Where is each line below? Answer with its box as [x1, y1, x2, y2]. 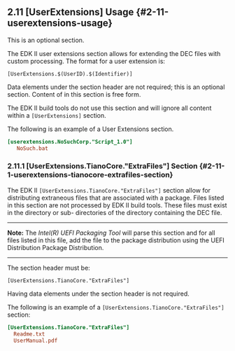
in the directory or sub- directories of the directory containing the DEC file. [7, 208, 222, 216]
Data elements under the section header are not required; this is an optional [7, 83, 225, 91]
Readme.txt [13, 330, 45, 338]
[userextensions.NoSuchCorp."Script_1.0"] [7, 138, 133, 145]
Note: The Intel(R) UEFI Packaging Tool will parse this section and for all [7, 228, 215, 237]
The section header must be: [7, 263, 91, 272]
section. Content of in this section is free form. [7, 90, 141, 98]
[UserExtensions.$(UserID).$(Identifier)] [7, 70, 133, 77]
